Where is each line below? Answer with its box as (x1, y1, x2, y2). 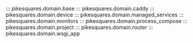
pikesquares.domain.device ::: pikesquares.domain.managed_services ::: (5, 11, 184, 18)
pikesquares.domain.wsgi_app (5, 30, 80, 37)
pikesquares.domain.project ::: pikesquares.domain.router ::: (5, 24, 153, 31)
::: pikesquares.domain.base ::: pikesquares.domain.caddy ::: (5, 5, 155, 12)
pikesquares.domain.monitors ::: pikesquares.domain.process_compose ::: (5, 18, 188, 24)
